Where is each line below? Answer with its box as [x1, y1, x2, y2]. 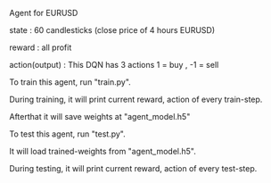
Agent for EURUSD [9, 8, 78, 18]
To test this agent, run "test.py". [9, 129, 127, 139]
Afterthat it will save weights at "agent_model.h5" [9, 112, 191, 121]
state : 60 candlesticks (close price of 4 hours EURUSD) [9, 25, 216, 35]
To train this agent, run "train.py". [9, 77, 131, 87]
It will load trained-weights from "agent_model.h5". [9, 146, 196, 156]
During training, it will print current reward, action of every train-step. [9, 94, 263, 104]
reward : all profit [9, 42, 72, 53]
